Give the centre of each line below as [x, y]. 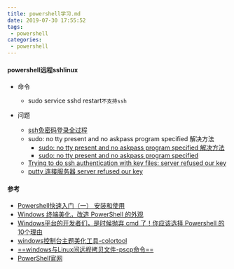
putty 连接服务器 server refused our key [85, 171]
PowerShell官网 [40, 258]
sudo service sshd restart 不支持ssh [77, 101]
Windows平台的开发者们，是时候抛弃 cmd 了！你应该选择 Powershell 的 [121, 223]
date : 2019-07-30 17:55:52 [47, 20]
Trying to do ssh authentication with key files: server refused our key [127, 163]
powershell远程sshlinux [43, 70]
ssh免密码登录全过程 [57, 130]
